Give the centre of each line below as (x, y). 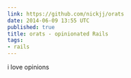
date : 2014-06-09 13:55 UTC (49, 21)
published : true (31, 27)
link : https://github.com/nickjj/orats (66, 14)
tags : (15, 40)
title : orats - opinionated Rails (58, 34)
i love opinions (28, 67)
